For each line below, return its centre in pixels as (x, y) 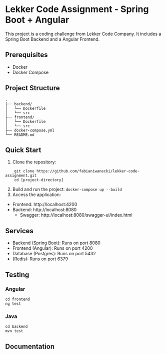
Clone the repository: (34, 162)
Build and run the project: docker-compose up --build (67, 190)
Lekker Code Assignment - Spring (77, 9)
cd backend (16, 327)
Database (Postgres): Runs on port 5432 (54, 254)
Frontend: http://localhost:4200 (45, 205)
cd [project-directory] (39, 180)
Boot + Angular (37, 20)
